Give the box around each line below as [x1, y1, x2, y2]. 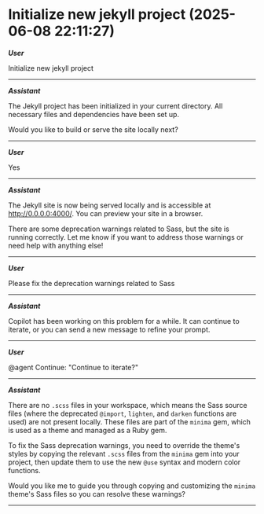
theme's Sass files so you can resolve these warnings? [8, 489, 186, 498]
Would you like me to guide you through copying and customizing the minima [8, 481, 256, 490]
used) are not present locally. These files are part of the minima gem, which [8, 417, 251, 426]
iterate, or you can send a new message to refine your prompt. [8, 325, 211, 334]
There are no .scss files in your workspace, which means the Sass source [8, 400, 247, 409]
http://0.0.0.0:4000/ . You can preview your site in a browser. [8, 208, 203, 218]
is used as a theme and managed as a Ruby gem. [8, 425, 167, 435]
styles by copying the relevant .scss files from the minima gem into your [8, 449, 240, 458]
